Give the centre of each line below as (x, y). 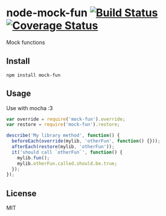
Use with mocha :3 (30, 108)
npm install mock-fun (34, 75)
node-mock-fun (47, 13)
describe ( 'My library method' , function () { (63, 135)
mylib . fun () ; (34, 158)
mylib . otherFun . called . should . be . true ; (67, 163)
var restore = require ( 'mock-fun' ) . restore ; (63, 125)
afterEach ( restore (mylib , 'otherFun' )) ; (63, 147)
